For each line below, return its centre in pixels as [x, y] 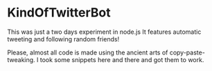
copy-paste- [187, 52]
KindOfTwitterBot [59, 13]
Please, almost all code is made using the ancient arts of [88, 52]
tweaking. [21, 59]
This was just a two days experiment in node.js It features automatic [104, 32]
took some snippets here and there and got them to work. [122, 59]
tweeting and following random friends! [63, 39]
